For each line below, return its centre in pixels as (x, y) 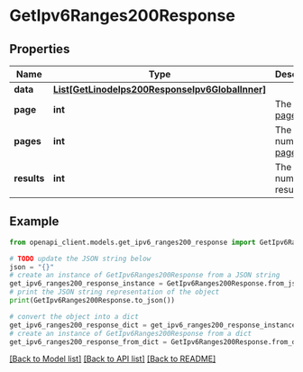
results (29, 178)
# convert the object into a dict (74, 316)
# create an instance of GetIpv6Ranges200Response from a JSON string (145, 276)
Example (34, 222)
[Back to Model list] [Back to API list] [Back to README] (113, 359)
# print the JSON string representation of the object (115, 292)
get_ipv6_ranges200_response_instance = (87, 284)
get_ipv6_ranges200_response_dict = (78, 325)
